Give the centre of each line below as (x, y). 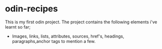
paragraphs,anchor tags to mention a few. (54, 41)
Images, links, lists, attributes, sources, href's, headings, (68, 36)
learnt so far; (18, 27)
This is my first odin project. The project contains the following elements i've (81, 22)
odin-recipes (31, 9)
